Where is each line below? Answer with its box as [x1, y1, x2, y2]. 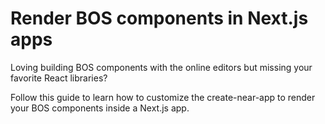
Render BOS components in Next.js [10, 7, 309, 30]
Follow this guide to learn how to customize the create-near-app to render [10, 91, 316, 103]
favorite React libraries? [10, 72, 108, 84]
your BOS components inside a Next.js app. [10, 102, 190, 114]
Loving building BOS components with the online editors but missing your [10, 61, 313, 73]
